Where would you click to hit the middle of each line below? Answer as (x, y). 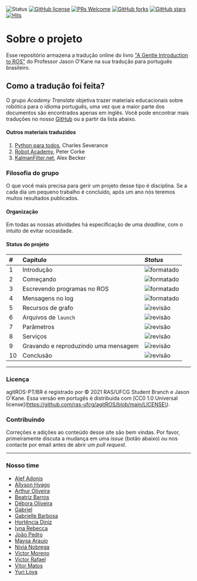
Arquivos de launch (49, 317)
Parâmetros (38, 327)
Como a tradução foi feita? (55, 86)
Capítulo (35, 260)
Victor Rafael (30, 559)
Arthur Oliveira (32, 491)
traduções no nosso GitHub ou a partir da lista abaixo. (71, 119)
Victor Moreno (32, 553)
